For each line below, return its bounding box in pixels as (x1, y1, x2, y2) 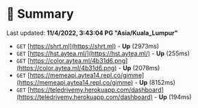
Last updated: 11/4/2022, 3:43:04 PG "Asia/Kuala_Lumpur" (6, 29, 178, 37)
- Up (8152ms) (134, 78, 176, 86)
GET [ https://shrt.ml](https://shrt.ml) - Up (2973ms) (16, 42, 160, 50)
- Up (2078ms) (118, 64, 160, 72)
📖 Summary (6, 6, 74, 22)
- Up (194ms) (154, 92, 193, 101)
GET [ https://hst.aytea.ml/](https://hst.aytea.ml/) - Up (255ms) (16, 49, 190, 57)
